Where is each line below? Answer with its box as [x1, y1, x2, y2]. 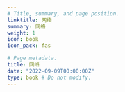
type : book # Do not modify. [7, 74, 92, 81]
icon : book [7, 36, 39, 43]
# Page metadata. [7, 55, 58, 62]
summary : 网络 [7, 23, 47, 30]
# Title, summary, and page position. [7, 10, 119, 17]
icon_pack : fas [7, 42, 51, 49]
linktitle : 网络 [7, 17, 52, 24]
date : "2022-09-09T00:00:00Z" [7, 67, 95, 75]
